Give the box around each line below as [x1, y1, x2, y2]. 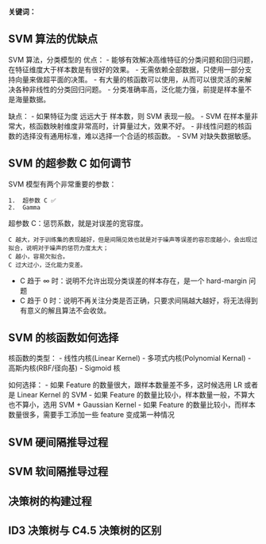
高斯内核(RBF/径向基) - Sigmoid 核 [8, 363, 121, 373]
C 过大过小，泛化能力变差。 [8, 261, 87, 269]
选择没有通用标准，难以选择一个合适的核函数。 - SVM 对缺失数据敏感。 [21, 131, 256, 140]
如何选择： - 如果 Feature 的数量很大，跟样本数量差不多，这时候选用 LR [8, 380, 242, 390]
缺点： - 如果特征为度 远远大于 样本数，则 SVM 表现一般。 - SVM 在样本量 [8, 111, 252, 121]
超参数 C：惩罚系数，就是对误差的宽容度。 [8, 218, 148, 228]
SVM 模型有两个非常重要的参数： [8, 179, 117, 189]
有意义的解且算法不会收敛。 [19, 305, 111, 315]
